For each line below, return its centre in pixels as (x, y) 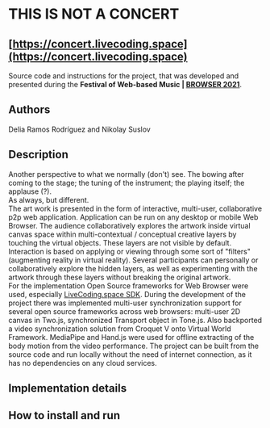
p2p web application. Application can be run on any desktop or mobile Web (133, 217)
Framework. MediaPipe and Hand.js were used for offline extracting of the (131, 337)
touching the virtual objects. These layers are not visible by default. (120, 242)
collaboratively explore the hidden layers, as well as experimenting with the (133, 268)
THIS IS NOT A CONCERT (94, 14)
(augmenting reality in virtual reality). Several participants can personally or (133, 260)
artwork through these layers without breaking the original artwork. (120, 277)
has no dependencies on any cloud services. (83, 363)
